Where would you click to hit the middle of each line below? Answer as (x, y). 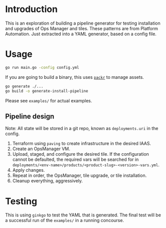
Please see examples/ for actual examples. (49, 100)
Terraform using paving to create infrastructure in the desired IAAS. (82, 144)
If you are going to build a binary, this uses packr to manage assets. (74, 77)
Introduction (31, 9)
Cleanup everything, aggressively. (47, 181)
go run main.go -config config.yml (42, 67)
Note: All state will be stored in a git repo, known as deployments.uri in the (82, 129)
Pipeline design (30, 116)
